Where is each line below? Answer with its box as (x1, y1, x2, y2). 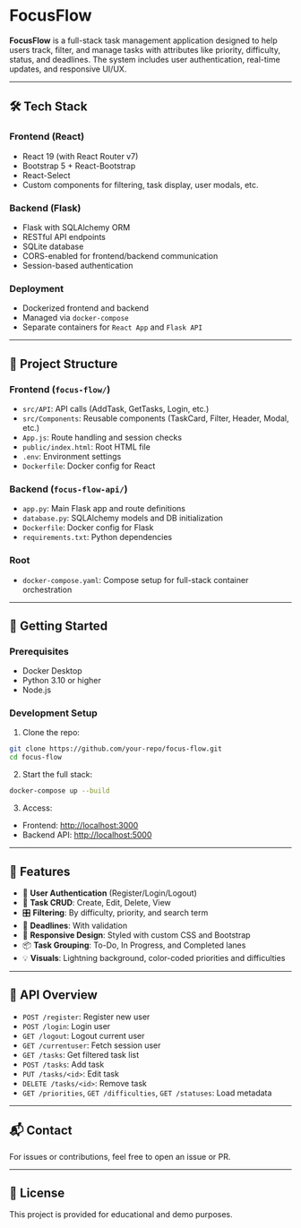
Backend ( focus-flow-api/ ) (9, 483, 128, 495)
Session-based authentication (21, 260, 133, 271)
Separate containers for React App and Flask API (21, 322, 203, 332)
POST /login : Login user (21, 1020, 111, 1031)
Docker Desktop (21, 666, 82, 676)
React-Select (21, 169, 71, 180)
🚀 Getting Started (9, 618, 108, 633)
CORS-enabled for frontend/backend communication (21, 250, 219, 261)
